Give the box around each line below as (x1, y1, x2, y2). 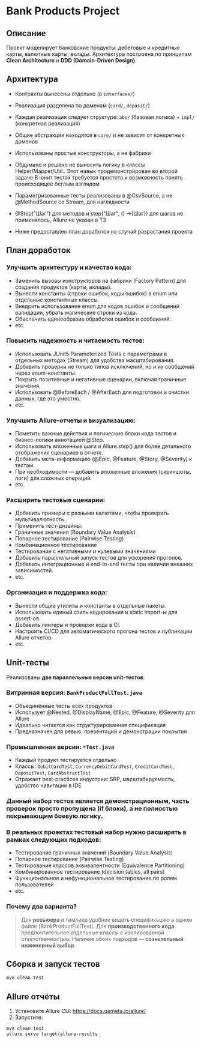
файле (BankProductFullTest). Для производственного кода (20, 922, 175, 930)
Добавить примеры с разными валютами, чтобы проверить (14, 509, 169, 517)
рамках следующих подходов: (6, 835, 101, 844)
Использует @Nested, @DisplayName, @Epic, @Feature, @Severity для (14, 709, 195, 716)
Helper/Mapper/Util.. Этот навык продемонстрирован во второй (14, 167, 178, 175)
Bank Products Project (6, 4, 120, 18)
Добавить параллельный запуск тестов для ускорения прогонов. (14, 554, 183, 561)
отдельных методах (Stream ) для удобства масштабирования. (14, 356, 175, 364)
